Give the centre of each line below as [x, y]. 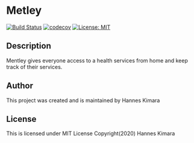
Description [29, 46]
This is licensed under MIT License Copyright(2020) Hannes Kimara [91, 133]
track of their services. [34, 67]
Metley [24, 11]
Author [20, 86]
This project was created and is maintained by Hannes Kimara [83, 100]
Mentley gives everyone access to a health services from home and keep [97, 60]
